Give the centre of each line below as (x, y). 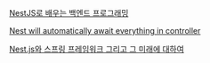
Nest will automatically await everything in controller (105, 31)
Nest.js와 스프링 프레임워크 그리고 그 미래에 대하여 (97, 49)
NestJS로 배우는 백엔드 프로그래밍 (69, 13)
